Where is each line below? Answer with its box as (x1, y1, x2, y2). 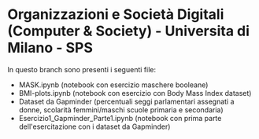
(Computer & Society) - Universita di (7, 22, 250, 40)
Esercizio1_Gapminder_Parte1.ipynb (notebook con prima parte (18, 113, 222, 123)
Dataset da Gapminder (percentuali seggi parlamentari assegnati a (18, 97, 235, 106)
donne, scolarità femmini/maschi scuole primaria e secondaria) (18, 104, 224, 115)
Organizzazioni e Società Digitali (7, 5, 224, 24)
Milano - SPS (7, 39, 94, 57)
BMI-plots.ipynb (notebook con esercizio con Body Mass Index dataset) (18, 88, 252, 97)
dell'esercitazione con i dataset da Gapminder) (18, 122, 171, 131)
